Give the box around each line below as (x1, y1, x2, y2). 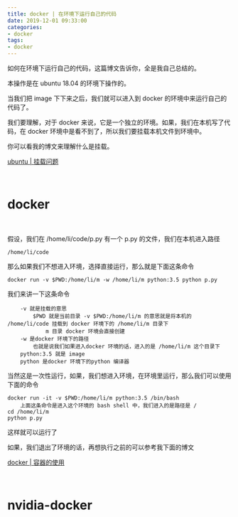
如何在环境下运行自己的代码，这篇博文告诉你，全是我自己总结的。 (7, 64, 200, 72)
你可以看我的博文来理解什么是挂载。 (7, 142, 114, 150)
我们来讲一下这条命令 (7, 289, 70, 298)
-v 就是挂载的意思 (20, 305, 67, 312)
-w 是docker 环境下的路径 (20, 335, 90, 342)
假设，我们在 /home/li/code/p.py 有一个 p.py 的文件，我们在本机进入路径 (7, 234, 220, 242)
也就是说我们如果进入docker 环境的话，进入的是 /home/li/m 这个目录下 (33, 343, 220, 350)
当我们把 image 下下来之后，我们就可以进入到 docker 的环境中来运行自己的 (7, 94, 227, 102)
